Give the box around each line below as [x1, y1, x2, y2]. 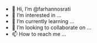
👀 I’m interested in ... [11, 12, 62, 19]
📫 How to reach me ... [11, 31, 66, 37]
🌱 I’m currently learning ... [11, 18, 75, 24]
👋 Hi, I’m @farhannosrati [11, 6, 71, 12]
